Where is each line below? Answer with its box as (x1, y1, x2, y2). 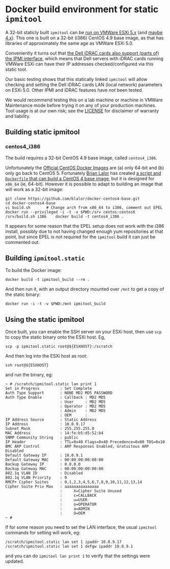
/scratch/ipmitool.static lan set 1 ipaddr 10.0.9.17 (5, 539, 122, 545)
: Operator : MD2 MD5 (60, 404, 106, 409)
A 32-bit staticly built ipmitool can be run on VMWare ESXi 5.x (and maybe (5, 29, 163, 35)
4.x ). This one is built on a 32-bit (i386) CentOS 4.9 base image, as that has (5, 35, 164, 41)
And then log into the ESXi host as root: (5, 353, 88, 359)
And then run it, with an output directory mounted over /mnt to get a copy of (5, 286, 164, 292)
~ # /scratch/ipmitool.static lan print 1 (5, 382, 97, 387)
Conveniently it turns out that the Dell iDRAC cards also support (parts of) (5, 50, 159, 56)
